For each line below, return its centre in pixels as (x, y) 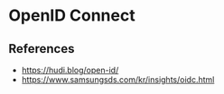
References (42, 49)
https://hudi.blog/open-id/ (70, 70)
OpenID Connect (72, 16)
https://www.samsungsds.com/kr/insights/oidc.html (118, 80)
